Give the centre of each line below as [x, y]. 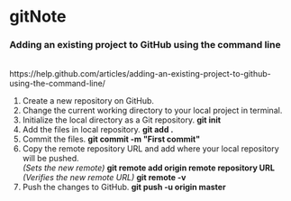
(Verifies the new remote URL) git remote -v [104, 178]
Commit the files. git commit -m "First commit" [111, 139]
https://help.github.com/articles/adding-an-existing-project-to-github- [141, 74]
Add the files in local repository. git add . [98, 130]
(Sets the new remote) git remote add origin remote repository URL [148, 168]
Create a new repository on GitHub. [88, 101]
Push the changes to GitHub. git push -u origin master [124, 187]
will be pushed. [50, 159]
